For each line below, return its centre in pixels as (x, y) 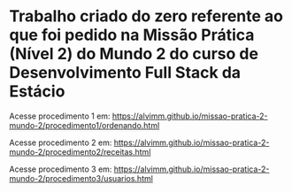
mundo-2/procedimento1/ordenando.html (85, 125)
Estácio (37, 92)
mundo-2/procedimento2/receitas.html (80, 151)
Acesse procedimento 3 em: (61, 169)
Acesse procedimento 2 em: (61, 142)
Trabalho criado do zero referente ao (146, 16)
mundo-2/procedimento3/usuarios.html (81, 178)
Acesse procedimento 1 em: (60, 116)
